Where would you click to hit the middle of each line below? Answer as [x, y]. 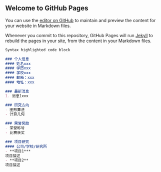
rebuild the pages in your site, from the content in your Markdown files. [78, 41]
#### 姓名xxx [18, 64]
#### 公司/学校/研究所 [26, 146]
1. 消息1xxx [17, 96]
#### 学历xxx [18, 68]
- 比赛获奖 [15, 133]
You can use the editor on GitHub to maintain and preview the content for [80, 20]
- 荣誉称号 [15, 128]
